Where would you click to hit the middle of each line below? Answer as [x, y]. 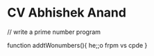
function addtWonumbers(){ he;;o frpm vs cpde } [77, 45]
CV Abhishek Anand [67, 13]
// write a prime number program [54, 32]
